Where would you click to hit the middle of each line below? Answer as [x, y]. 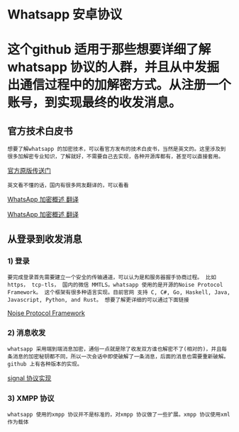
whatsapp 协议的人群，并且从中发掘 [113, 67]
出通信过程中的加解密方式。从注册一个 [119, 85]
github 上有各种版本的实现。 [45, 364]
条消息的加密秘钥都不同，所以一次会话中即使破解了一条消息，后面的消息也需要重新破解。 [118, 357]
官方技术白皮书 [40, 131]
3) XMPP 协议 [31, 399]
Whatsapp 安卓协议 [65, 15]
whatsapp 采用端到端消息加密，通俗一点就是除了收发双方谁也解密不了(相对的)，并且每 [117, 349]
